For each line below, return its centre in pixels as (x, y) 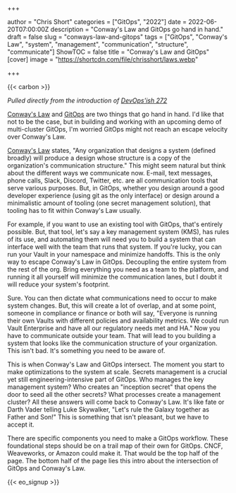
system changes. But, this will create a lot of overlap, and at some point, (112, 306)
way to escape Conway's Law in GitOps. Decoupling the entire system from (117, 262)
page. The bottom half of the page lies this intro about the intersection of (113, 461)
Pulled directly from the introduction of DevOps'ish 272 (87, 100)
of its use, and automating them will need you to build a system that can (112, 239)
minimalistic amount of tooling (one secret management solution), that (109, 203)
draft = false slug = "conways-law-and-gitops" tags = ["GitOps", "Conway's (117, 37)
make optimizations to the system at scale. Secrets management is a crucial (117, 372)
